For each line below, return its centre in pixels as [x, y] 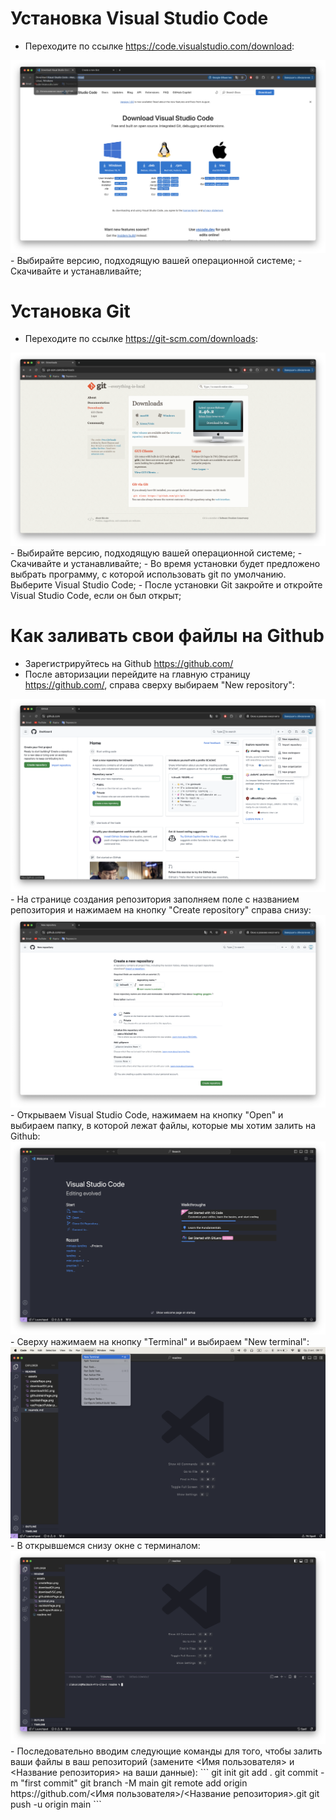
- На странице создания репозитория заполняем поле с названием [155, 899]
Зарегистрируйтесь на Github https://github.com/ [129, 663]
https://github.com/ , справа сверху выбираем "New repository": [159, 685]
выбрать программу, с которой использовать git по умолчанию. [148, 574]
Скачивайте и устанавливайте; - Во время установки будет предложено [165, 564]
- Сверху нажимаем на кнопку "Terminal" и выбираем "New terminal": [160, 1341]
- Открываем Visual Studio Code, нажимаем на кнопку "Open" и [147, 1115]
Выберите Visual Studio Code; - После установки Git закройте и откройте [166, 585]
